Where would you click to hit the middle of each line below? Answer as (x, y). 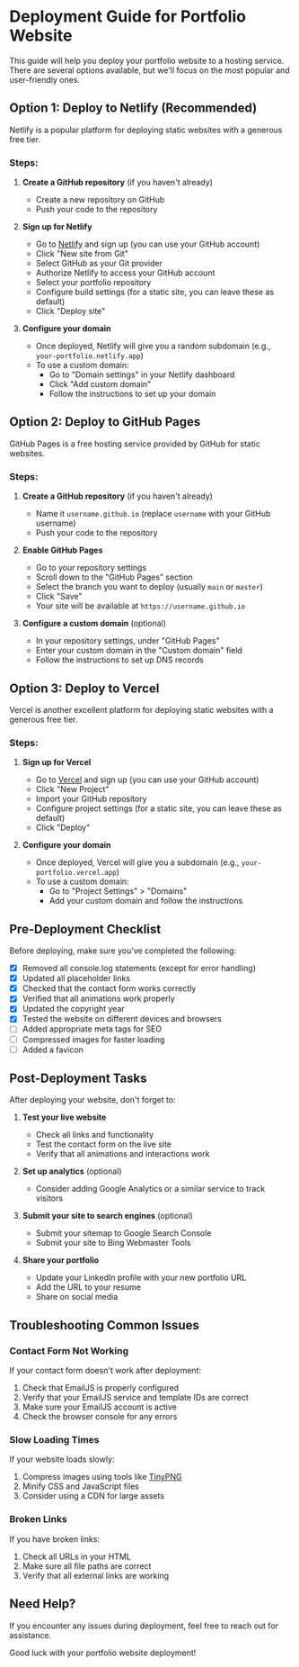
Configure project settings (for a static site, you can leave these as (159, 808)
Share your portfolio (61, 1260)
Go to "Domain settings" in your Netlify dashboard (142, 374)
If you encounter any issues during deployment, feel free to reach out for (144, 1626)
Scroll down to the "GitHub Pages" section (114, 577)
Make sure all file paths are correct (87, 1566)
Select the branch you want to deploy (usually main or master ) (149, 587)
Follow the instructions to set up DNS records (119, 660)
